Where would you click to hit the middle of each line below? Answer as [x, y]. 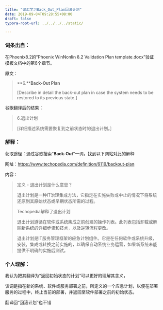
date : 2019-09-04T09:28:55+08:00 [39, 14]
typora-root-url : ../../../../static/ [44, 23]
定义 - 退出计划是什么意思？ [45, 184]
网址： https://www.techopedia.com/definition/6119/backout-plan [70, 164]
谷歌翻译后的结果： [24, 108]
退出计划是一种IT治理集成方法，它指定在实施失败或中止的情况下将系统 [87, 195]
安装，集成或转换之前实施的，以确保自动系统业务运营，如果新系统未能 [87, 244]
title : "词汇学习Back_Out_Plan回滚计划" [43, 9]
